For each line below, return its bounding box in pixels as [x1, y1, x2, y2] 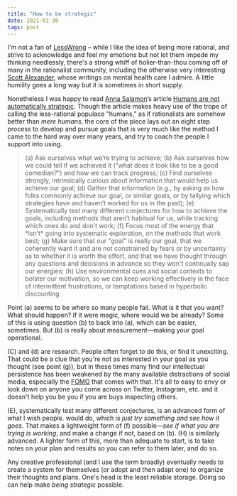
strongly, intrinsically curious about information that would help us [24, 176, 219, 185]
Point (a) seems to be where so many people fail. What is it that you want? [7, 303, 224, 312]
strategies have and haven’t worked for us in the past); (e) [24, 199, 194, 207]
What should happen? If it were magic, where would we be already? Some [7, 311, 224, 320]
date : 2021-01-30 [7, 17, 59, 24]
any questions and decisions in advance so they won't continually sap [24, 259, 229, 268]
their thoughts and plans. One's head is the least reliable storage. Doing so [7, 473, 226, 482]
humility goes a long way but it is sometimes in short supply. [7, 81, 184, 90]
